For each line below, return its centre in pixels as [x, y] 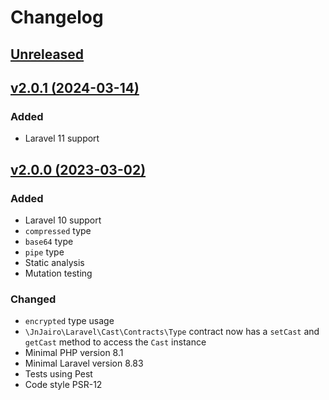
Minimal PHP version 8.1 [74, 353]
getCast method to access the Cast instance [115, 342]
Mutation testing [58, 273]
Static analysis [54, 262]
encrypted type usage [69, 321]
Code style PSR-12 [63, 385]
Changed [33, 299]
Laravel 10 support [63, 220]
